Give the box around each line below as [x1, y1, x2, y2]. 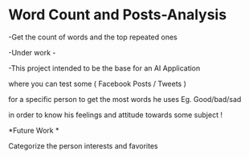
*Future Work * [8, 125, 59, 135]
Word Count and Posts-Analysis [8, 6, 227, 24]
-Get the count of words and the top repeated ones [8, 32, 178, 42]
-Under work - [8, 47, 56, 57]
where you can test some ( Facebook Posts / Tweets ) [8, 79, 187, 88]
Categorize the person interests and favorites [8, 141, 158, 150]
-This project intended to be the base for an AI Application [8, 63, 201, 73]
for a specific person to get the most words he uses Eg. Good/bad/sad [8, 94, 242, 104]
